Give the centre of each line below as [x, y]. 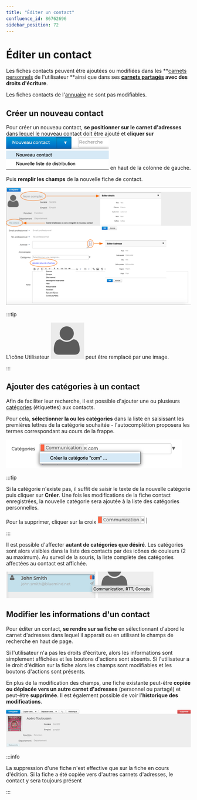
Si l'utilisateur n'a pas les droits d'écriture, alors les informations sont [89, 652]
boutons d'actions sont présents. [46, 671]
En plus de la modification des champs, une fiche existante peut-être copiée [98, 682]
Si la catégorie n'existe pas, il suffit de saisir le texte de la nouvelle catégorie [98, 488]
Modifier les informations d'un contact [78, 615]
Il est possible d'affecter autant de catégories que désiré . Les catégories [95, 544]
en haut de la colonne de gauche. [150, 168]
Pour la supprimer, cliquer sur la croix [51, 522]
